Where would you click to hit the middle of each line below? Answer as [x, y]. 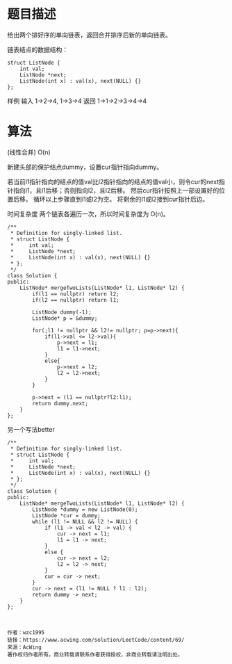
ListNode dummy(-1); [62, 312]
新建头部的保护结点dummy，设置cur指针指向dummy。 [85, 167]
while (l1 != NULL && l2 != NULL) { [85, 521]
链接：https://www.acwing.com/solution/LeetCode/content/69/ [96, 640]
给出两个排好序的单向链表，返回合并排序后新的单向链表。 [89, 35]
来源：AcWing [24, 647]
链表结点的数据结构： [38, 49]
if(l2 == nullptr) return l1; [76, 300]
